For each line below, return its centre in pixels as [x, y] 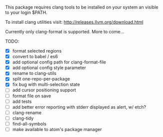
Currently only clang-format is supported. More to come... [65, 32]
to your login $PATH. [26, 12]
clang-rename [27, 112]
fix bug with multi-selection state [46, 84]
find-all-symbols [29, 124]
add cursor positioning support [44, 90]
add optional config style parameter [49, 68]
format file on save [32, 96]
